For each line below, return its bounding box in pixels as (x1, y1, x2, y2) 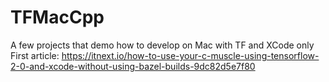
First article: (10, 49, 60, 61)
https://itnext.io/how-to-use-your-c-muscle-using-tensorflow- (61, 49, 320, 61)
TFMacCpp (10, 6, 105, 29)
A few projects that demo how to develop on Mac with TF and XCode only (10, 39, 315, 51)
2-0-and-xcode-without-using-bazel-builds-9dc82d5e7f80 (10, 60, 256, 72)
